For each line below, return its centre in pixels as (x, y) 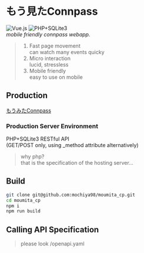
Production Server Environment (52, 126)
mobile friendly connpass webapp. (48, 34)
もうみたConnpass (29, 110)
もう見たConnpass (52, 11)
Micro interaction (50, 58)
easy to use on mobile (56, 77)
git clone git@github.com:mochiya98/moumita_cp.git (71, 195)
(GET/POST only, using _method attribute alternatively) (73, 145)
